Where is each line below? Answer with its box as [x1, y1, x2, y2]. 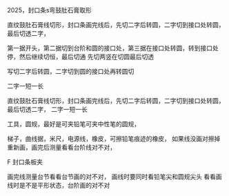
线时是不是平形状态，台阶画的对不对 [7, 182, 110, 189]
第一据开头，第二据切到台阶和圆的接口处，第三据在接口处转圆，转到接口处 [7, 44, 219, 52]
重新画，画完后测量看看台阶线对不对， [7, 144, 116, 151]
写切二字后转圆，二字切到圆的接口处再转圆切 [7, 68, 135, 75]
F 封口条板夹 [7, 158, 43, 166]
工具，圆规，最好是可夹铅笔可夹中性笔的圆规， [7, 120, 140, 128]
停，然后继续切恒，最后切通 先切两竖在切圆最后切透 [7, 52, 154, 61]
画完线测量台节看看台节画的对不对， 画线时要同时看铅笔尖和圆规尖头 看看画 [7, 173, 222, 181]
